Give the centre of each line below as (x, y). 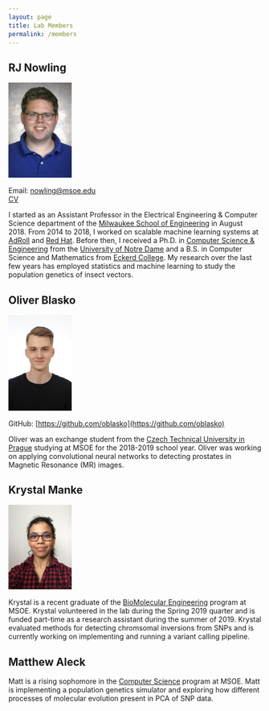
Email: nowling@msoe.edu (52, 191)
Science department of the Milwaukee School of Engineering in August (126, 223)
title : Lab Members (41, 25)
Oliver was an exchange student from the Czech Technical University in (126, 439)
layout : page (30, 17)
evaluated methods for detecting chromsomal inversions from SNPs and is (131, 628)
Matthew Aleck (47, 661)
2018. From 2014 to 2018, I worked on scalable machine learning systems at (134, 232)
